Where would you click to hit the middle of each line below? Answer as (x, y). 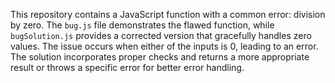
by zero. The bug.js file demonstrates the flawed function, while (142, 25)
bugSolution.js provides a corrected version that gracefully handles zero (161, 35)
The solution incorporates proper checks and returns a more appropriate (160, 57)
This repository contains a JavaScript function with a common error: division (168, 14)
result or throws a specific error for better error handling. (127, 67)
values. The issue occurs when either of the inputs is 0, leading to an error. (164, 46)
